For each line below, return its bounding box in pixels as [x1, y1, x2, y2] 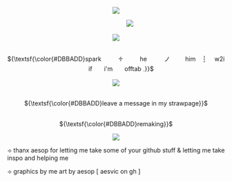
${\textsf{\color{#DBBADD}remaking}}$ [59, 120, 173, 128]
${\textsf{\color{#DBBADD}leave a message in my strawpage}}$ [23, 99, 209, 107]
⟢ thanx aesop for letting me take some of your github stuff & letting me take [7, 146, 225, 154]
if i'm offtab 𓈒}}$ [88, 65, 154, 72]
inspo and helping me [7, 154, 69, 162]
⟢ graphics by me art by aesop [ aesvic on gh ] [7, 168, 141, 175]
